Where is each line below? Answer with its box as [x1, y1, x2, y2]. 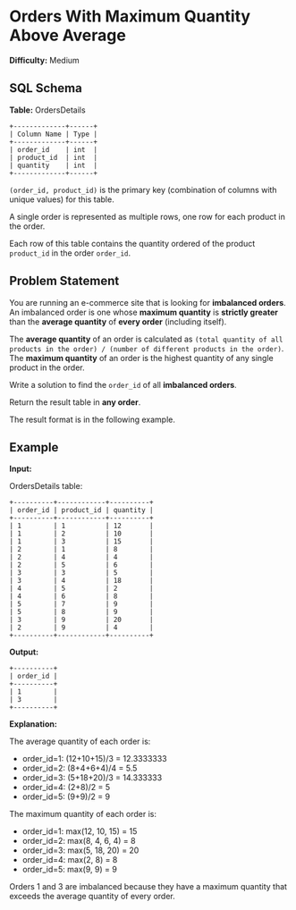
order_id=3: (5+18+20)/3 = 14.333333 [21, 772, 163, 783]
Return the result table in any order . [9, 396, 141, 408]
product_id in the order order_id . [9, 248, 131, 258]
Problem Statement [9, 274, 120, 289]
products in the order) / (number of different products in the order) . [9, 342, 284, 354]
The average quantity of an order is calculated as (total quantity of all [9, 333, 283, 344]
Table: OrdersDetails [9, 105, 87, 115]
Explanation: [9, 719, 58, 729]
